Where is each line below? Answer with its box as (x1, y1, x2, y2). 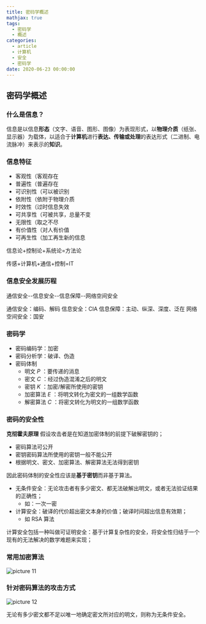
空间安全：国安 (6, 312, 44, 320)
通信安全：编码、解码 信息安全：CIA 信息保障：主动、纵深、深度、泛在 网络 (6, 305, 197, 312)
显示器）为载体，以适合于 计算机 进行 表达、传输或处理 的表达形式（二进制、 (6, 133, 194, 141)
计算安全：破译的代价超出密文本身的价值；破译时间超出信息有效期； (15, 507, 188, 515)
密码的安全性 (6, 415, 45, 423)
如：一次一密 (24, 500, 57, 507)
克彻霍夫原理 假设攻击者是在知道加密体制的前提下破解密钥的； (6, 430, 164, 437)
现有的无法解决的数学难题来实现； (6, 536, 93, 544)
